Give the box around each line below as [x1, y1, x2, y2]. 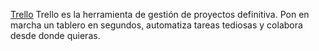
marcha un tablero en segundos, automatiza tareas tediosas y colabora [10, 19, 303, 31]
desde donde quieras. [10, 30, 101, 41]
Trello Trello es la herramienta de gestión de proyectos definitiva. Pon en [10, 9, 310, 20]
